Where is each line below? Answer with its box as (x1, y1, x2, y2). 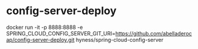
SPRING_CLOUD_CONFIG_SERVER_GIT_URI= (6, 30, 115, 37)
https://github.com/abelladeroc (115, 30, 193, 37)
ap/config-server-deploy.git (6, 36, 75, 43)
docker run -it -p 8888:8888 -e (6, 24, 83, 31)
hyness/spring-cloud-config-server (75, 36, 163, 43)
